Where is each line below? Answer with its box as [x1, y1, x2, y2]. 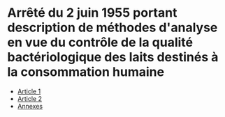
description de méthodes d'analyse [7, 19, 218, 36]
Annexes [17, 102, 43, 110]
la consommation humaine [7, 64, 165, 80]
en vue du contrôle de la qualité [7, 35, 194, 50]
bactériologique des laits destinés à [7, 49, 219, 65]
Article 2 [17, 94, 42, 102]
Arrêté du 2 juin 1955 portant [7, 5, 177, 21]
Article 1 [17, 87, 41, 95]
